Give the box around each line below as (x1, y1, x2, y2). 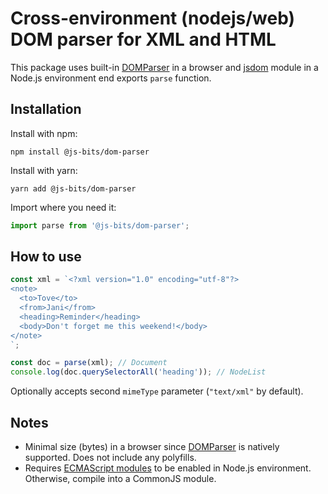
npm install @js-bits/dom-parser (10, 147, 150, 157)
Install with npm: (10, 127, 78, 139)
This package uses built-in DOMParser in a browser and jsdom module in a (10, 61, 319, 73)
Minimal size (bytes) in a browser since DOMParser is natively (24, 441, 280, 452)
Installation (10, 101, 82, 118)
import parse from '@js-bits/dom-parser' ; (10, 220, 190, 231)
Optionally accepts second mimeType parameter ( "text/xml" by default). (10, 385, 304, 397)
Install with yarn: (10, 164, 78, 176)
